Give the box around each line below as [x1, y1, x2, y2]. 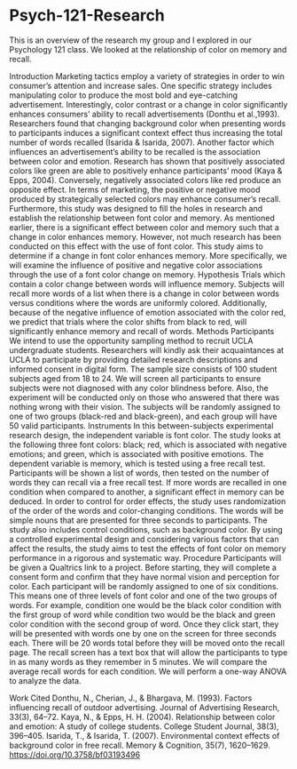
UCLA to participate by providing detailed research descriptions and [9, 354, 259, 364]
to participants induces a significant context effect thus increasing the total [9, 127, 284, 138]
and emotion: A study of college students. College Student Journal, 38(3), [9, 721, 279, 732]
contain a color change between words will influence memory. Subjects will [9, 278, 285, 289]
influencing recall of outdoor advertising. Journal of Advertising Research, [9, 701, 280, 712]
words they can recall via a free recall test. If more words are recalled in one [9, 477, 287, 487]
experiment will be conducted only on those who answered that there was [9, 392, 280, 403]
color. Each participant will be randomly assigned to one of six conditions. [9, 581, 279, 591]
